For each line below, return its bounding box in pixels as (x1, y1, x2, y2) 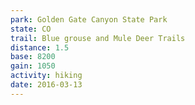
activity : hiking (10, 71, 83, 81)
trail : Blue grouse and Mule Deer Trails (10, 33, 186, 43)
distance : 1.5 (10, 42, 70, 53)
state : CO (10, 24, 52, 34)
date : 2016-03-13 (10, 80, 83, 90)
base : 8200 (10, 52, 56, 62)
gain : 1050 (10, 61, 56, 71)
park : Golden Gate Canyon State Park (10, 14, 168, 25)
